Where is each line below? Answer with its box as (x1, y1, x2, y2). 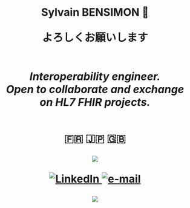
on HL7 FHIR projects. (39, 96, 151, 109)
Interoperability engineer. (29, 70, 161, 83)
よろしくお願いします (41, 31, 148, 45)
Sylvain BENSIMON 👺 (41, 5, 149, 19)
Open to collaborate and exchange (5, 83, 185, 96)
